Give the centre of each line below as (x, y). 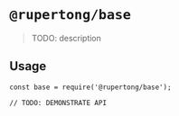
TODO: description (66, 38)
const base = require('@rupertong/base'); (90, 87)
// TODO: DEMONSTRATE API (58, 103)
